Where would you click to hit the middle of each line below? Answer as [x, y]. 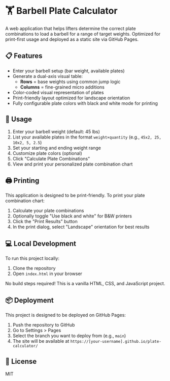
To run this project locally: [32, 258]
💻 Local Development [41, 243]
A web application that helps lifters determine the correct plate [71, 28]
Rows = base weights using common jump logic [70, 81]
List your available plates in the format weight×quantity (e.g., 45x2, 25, [87, 137]
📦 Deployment [30, 300]
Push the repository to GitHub [44, 325]
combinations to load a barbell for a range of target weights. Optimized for [83, 34]
